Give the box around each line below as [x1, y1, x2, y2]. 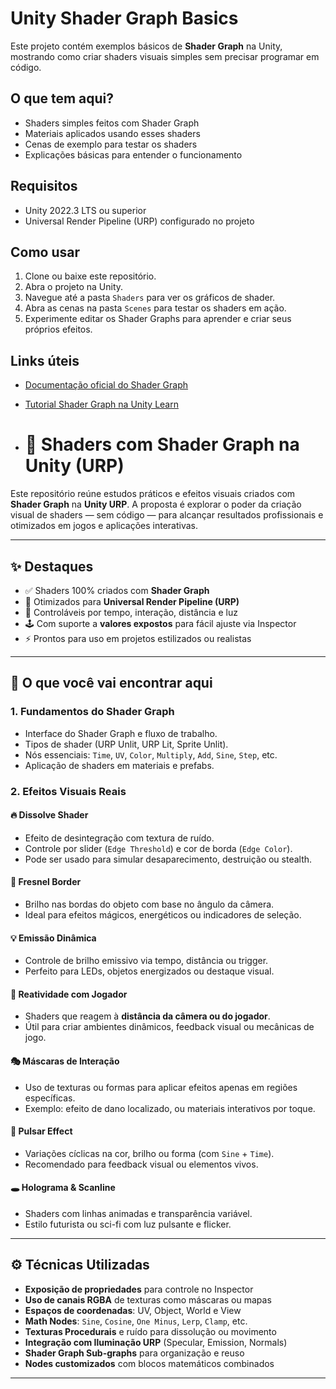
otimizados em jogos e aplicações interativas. [10, 520, 199, 532]
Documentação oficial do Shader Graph [24, 379, 189, 391]
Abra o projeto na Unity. [24, 281, 124, 293]
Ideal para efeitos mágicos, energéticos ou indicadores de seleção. [24, 908, 302, 921]
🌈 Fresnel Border [10, 876, 82, 888]
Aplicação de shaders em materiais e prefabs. [24, 759, 215, 771]
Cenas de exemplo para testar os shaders [24, 138, 198, 150]
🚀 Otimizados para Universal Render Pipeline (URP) [24, 595, 240, 607]
